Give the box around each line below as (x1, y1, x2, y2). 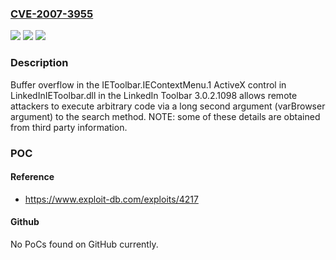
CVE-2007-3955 (10, 7, 94, 21)
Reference (10, 171, 55, 183)
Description (10, 56, 69, 70)
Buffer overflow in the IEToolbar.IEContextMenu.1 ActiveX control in (10, 78, 287, 91)
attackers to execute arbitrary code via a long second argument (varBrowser (10, 100, 326, 112)
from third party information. (10, 121, 128, 133)
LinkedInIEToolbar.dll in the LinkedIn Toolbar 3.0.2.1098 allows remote (10, 89, 298, 101)
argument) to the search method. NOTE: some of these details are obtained (10, 110, 321, 122)
